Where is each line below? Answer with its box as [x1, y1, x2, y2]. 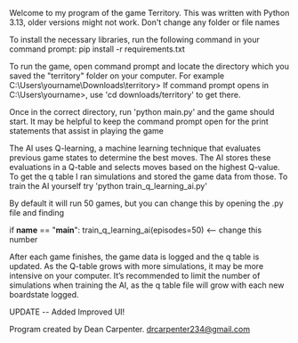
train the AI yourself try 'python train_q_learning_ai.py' [9, 181, 207, 191]
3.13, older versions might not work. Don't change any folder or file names [9, 17, 280, 28]
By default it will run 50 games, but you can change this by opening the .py [9, 198, 284, 208]
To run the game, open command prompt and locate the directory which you [9, 61, 289, 71]
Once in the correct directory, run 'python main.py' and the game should [9, 107, 275, 117]
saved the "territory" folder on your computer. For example [9, 70, 225, 81]
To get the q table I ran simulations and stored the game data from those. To [9, 171, 288, 182]
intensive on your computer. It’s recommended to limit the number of [9, 271, 261, 281]
